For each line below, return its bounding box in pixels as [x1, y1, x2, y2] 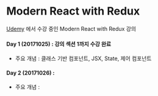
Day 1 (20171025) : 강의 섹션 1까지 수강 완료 [6, 40, 112, 47]
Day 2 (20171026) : [6, 69, 55, 77]
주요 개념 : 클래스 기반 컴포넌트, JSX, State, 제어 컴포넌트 [15, 55, 152, 62]
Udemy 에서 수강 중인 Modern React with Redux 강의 [6, 25, 136, 32]
